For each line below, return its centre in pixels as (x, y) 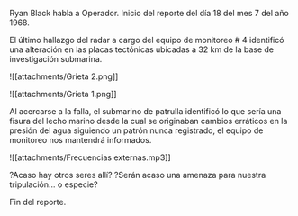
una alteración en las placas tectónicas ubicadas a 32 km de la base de (142, 49)
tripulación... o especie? (54, 184)
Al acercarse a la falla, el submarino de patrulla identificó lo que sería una (145, 111)
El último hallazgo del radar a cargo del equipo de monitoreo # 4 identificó (147, 40)
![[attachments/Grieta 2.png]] (64, 76)
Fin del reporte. (38, 202)
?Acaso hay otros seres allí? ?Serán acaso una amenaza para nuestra (138, 175)
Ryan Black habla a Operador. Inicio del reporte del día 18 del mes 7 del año (149, 13)
